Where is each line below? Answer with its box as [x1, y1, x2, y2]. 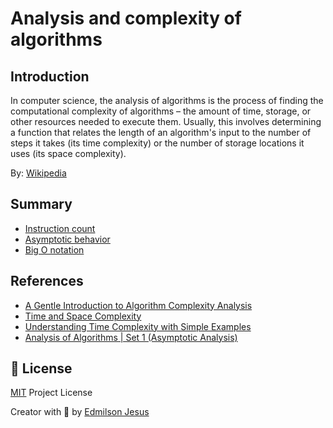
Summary [10, 196, 73, 213]
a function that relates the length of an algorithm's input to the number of [10, 127, 312, 138]
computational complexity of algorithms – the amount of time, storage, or [10, 105, 312, 117]
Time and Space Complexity [24, 310, 142, 322]
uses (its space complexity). [10, 148, 127, 159]
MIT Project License [10, 387, 93, 399]
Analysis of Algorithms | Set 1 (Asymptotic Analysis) [24, 331, 238, 343]
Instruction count [24, 222, 96, 234]
